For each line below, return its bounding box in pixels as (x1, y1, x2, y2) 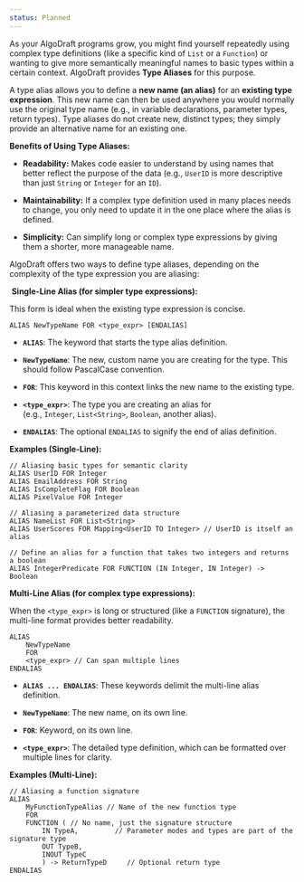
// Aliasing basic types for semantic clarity (9, 460, 188, 470)
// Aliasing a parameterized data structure (9, 508, 180, 517)
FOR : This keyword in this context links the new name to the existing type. (22, 381, 295, 392)
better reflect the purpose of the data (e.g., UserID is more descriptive (22, 167, 283, 178)
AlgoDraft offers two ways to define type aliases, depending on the (9, 259, 260, 270)
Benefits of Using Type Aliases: (9, 140, 130, 151)
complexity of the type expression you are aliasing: (9, 268, 200, 279)
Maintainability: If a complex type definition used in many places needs (22, 194, 291, 205)
